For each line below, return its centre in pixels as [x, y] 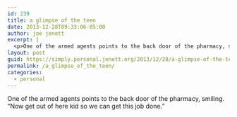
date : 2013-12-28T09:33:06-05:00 [56, 27]
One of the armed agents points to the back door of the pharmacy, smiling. [116, 99]
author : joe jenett [36, 33]
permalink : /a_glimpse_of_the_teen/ [61, 66]
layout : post [26, 53]
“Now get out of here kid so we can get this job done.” [86, 106]
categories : [25, 72]
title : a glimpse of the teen [52, 20]
